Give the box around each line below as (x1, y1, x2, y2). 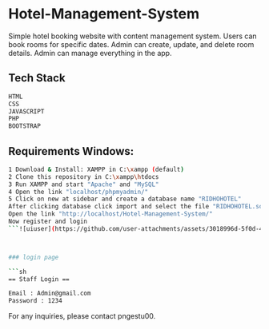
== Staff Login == (8, 275, 70, 283)
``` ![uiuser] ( (8, 224, 56, 232)
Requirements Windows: (8, 145, 134, 158)
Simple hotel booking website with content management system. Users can (8, 31, 258, 41)
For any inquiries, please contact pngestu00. (8, 311, 156, 321)
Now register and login (8, 217, 88, 226)
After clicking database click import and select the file (8, 203, 210, 211)
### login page (8, 253, 59, 261)
